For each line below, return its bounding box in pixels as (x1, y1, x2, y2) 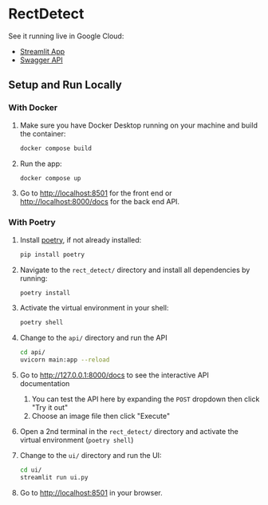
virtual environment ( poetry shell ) (19, 436, 134, 445)
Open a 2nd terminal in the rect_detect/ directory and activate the (19, 427, 239, 436)
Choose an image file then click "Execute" (31, 412, 170, 421)
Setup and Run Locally (8, 78, 122, 92)
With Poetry (8, 217, 56, 228)
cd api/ (19, 349, 45, 357)
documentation (19, 379, 70, 389)
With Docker (8, 102, 58, 113)
